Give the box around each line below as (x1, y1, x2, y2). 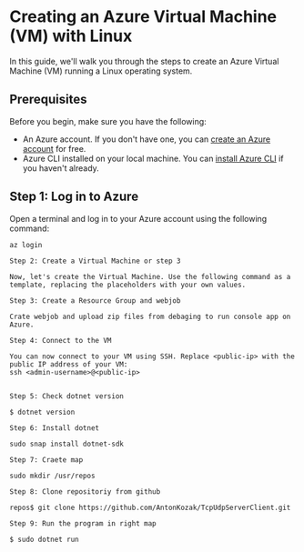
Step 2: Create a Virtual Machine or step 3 (9, 256, 181, 266)
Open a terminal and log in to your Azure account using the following (9, 213, 268, 224)
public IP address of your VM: (9, 359, 128, 369)
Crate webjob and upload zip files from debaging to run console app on (9, 312, 291, 321)
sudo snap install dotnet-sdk (9, 439, 125, 448)
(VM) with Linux (9, 25, 133, 46)
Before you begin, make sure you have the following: (9, 115, 207, 126)
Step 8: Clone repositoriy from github (9, 487, 161, 497)
